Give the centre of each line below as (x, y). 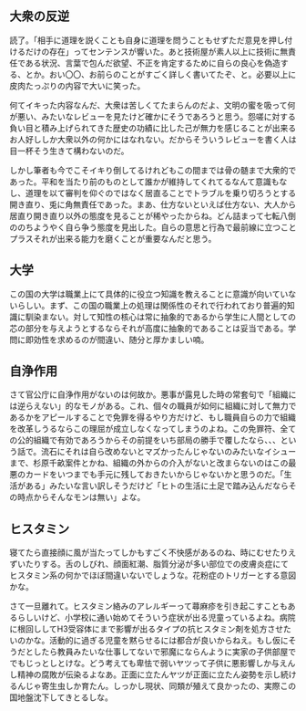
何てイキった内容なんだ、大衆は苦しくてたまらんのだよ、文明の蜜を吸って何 (153, 105)
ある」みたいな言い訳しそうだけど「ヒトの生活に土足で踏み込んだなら (157, 486)
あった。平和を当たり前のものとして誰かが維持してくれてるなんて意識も (144, 182)
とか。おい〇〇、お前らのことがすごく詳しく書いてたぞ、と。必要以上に (161, 74)
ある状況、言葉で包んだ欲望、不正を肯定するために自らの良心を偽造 (153, 63)
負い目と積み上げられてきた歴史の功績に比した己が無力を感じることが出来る (153, 128)
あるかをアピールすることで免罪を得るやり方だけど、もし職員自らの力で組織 (153, 417)
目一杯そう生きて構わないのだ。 (69, 151)
